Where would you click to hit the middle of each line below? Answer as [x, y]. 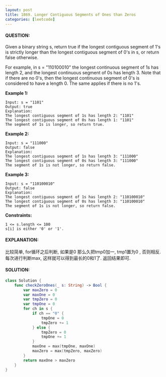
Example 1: [17, 93]
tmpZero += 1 [55, 323]
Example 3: [17, 174]
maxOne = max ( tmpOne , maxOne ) [64, 346]
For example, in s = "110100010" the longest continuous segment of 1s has [82, 67]
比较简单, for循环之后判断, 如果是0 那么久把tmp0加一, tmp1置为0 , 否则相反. [83, 252]
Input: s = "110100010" [30, 184]
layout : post [19, 10]
